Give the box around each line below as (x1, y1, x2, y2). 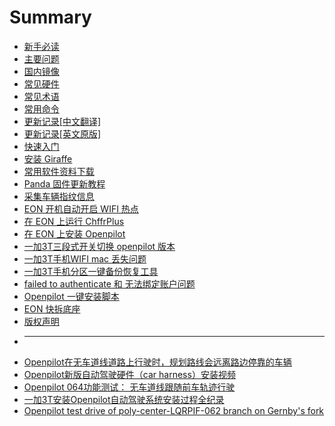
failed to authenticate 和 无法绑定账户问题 (23, 277, 196, 290)
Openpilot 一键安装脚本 (23, 290, 120, 302)
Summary (9, 6, 92, 29)
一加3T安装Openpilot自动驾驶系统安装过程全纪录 (23, 393, 225, 405)
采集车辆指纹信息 (23, 190, 95, 202)
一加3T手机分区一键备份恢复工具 (23, 265, 159, 277)
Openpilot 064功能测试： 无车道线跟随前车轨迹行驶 (23, 381, 236, 393)
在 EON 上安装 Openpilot (23, 227, 126, 240)
